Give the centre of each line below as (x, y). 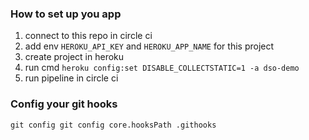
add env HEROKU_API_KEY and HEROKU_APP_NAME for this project (149, 46)
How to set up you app (66, 14)
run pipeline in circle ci (71, 78)
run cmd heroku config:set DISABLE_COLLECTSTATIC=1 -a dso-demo (162, 68)
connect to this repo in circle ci (88, 36)
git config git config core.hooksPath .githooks (113, 125)
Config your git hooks (64, 104)
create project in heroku (74, 57)
